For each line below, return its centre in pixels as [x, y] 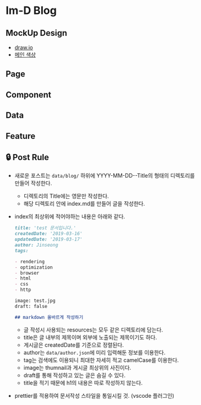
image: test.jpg [35, 301]
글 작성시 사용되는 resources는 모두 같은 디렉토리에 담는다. [93, 330]
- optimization [34, 267]
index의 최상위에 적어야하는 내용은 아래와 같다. [70, 216]
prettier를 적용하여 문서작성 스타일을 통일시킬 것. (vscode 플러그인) [94, 395]
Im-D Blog [31, 11]
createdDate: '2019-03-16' [48, 234]
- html [23, 279]
